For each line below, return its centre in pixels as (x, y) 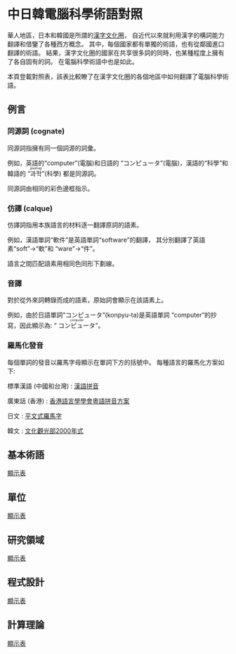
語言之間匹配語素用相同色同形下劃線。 (63, 263)
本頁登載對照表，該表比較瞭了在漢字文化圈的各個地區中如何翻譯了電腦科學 (115, 76)
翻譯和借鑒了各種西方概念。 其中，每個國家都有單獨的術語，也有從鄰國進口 (116, 44)
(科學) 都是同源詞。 (72, 174)
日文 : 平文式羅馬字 (34, 416)
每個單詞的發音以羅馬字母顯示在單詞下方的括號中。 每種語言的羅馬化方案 (113, 362)
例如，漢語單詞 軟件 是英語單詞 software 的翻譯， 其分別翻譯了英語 (106, 240)
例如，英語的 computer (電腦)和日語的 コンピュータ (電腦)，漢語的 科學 (113, 163)
